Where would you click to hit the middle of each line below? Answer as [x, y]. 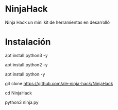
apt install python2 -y [26, 64]
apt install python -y [25, 74]
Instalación [28, 42]
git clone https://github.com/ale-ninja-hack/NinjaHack [59, 83]
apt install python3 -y [26, 55]
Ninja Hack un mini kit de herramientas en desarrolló [58, 22]
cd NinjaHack [18, 93]
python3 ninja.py [22, 102]
